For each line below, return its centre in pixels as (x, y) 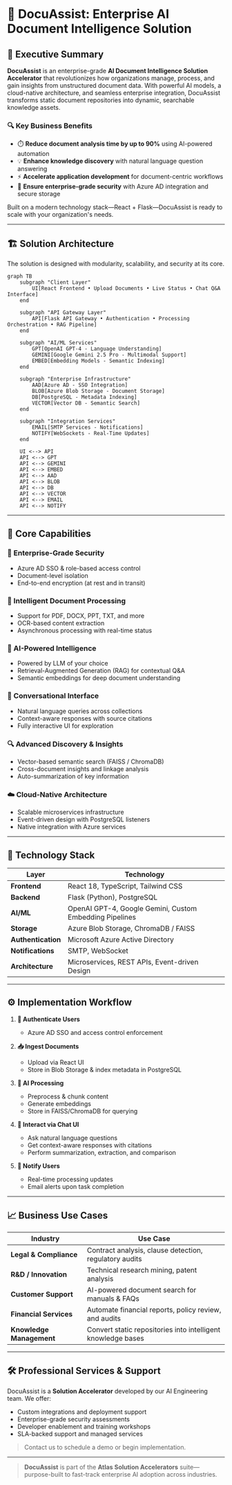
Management (33, 1338)
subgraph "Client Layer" (55, 282)
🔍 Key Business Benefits (50, 126)
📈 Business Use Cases (58, 1215)
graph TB (20, 276)
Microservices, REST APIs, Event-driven (133, 962)
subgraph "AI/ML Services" (58, 343)
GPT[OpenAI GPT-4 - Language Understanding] (97, 349)
